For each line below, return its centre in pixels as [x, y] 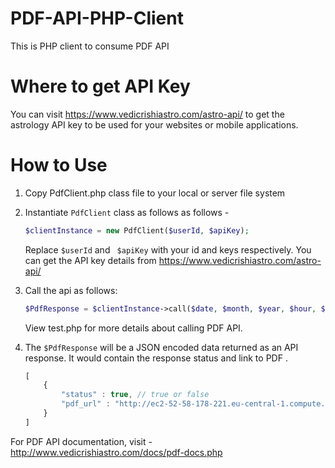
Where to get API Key [100, 86]
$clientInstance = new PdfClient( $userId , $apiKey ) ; [137, 230]
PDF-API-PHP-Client [97, 18]
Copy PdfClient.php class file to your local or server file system [155, 193]
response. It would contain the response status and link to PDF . [156, 358]
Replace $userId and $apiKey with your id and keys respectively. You [168, 249]
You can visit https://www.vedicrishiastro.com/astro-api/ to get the [147, 114]
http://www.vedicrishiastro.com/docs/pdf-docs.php [116, 452]
